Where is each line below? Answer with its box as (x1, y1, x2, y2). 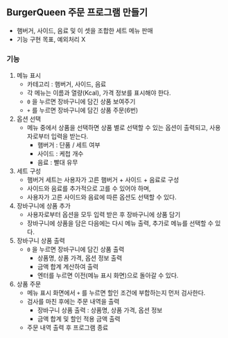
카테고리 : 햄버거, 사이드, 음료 (26, 80, 107, 88)
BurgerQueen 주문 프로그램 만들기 (6, 6, 148, 19)
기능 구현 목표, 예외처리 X (16, 35, 86, 43)
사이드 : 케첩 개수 (37, 150, 84, 158)
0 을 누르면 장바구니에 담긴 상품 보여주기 (26, 97, 136, 106)
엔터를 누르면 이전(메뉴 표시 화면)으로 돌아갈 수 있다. (37, 271, 179, 280)
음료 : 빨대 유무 (37, 159, 78, 167)
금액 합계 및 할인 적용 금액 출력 (37, 315, 121, 323)
